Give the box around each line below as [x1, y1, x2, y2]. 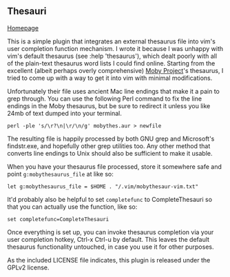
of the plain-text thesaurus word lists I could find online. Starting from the [7, 59, 216, 68]
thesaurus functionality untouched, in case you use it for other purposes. [7, 243, 214, 251]
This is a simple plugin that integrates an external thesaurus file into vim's [7, 37, 216, 45]
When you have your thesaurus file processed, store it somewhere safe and [7, 162, 222, 171]
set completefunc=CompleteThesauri [7, 216, 109, 223]
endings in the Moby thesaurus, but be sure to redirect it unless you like [7, 101, 211, 110]
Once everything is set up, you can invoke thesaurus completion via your [7, 227, 214, 236]
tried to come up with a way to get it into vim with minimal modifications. [7, 74, 213, 82]
